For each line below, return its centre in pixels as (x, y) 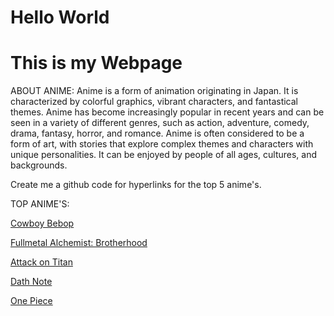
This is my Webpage (96, 63)
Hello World (60, 17)
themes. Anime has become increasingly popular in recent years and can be (167, 112)
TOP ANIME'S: (40, 204)
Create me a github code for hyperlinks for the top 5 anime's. (136, 185)
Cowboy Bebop (42, 223)
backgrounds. (39, 165)
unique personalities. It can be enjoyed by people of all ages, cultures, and (164, 155)
